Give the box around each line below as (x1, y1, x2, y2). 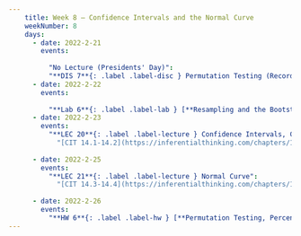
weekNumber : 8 (24, 22, 77, 31)
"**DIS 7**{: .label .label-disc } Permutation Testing (48, 72, 262, 81)
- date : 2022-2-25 (31, 154, 102, 164)
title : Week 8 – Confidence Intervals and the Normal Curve (24, 13, 254, 22)
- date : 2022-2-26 (31, 197, 102, 206)
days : (24, 30, 46, 39)
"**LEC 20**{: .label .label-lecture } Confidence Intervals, (48, 130, 287, 139)
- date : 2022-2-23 (31, 113, 102, 122)
